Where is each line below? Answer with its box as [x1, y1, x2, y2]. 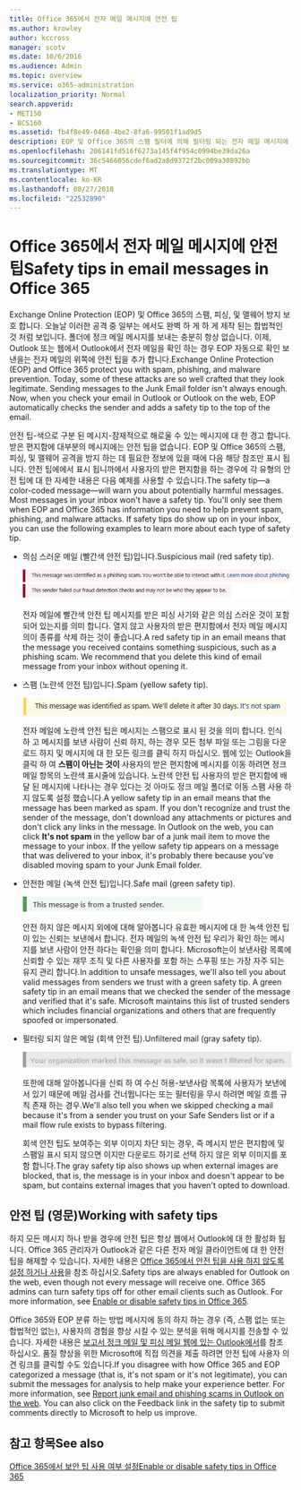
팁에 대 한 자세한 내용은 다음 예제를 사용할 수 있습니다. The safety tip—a [18, 475, 271, 486]
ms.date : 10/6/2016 [9, 52, 82, 62]
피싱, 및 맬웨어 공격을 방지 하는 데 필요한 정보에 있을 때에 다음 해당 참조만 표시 [9, 452, 281, 463]
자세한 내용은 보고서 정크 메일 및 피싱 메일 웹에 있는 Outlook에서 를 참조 [35, 1337, 284, 1348]
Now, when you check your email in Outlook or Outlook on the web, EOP [9, 392, 276, 403]
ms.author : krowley [9, 23, 82, 33]
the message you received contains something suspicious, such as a [21, 642, 277, 652]
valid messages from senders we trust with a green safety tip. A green [21, 977, 282, 987]
